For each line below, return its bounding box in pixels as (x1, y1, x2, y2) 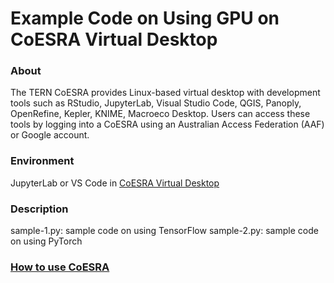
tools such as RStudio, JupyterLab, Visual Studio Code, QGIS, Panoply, (10, 97, 302, 109)
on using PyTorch (10, 235, 83, 247)
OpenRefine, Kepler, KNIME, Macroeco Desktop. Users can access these (10, 108, 311, 120)
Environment (10, 154, 75, 168)
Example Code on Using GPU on (10, 7, 280, 30)
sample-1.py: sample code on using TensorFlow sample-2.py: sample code (10, 225, 319, 237)
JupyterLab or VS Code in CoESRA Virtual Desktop (10, 177, 220, 189)
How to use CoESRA (10, 260, 110, 274)
